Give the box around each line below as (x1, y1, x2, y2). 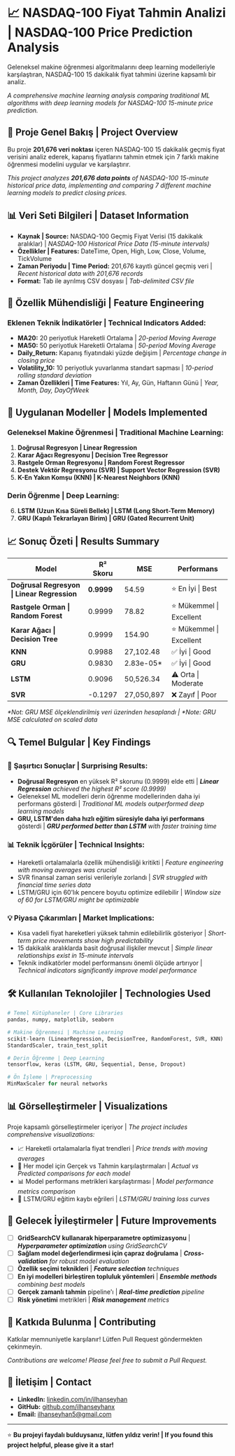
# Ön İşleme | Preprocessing (7, 1074, 92, 1081)
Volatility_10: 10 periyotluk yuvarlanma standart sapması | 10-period (17, 363, 213, 372)
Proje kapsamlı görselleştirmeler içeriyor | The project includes (7, 1123, 187, 1131)
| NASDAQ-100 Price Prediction (7, 25, 194, 41)
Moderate (171, 679, 204, 688)
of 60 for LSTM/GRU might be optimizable (17, 895, 139, 904)
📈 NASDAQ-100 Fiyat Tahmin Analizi (7, 5, 226, 21)
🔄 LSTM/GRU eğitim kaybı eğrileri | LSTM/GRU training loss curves (17, 1194, 210, 1203)
